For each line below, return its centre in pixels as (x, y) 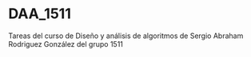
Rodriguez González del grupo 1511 (66, 44)
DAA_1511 (40, 14)
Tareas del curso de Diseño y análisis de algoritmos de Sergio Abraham (126, 36)
